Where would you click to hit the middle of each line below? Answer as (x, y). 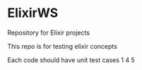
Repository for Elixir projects (49, 33)
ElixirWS (33, 13)
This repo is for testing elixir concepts (63, 46)
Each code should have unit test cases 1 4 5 (71, 60)
